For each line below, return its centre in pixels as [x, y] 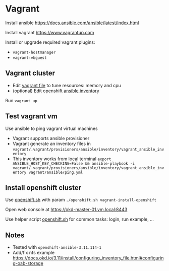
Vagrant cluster [30, 73]
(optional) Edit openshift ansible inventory [56, 91]
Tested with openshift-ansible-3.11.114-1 [57, 247]
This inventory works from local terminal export [62, 159]
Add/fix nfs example [34, 253]
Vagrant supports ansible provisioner [51, 138]
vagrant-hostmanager [34, 52]
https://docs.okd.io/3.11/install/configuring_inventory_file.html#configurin [88, 258]
